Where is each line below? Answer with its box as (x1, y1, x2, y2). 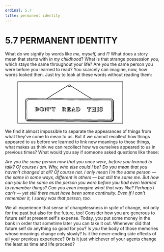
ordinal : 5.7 (5, 8, 32, 13)
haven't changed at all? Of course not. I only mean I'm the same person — (5, 169, 156, 175)
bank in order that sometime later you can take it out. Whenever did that (5, 221, 151, 227)
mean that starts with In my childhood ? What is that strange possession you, (5, 56, 160, 62)
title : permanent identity (5, 13, 60, 18)
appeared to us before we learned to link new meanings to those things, (5, 139, 151, 145)
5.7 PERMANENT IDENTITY (5, 35, 118, 46)
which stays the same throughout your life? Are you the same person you (5, 61, 153, 67)
